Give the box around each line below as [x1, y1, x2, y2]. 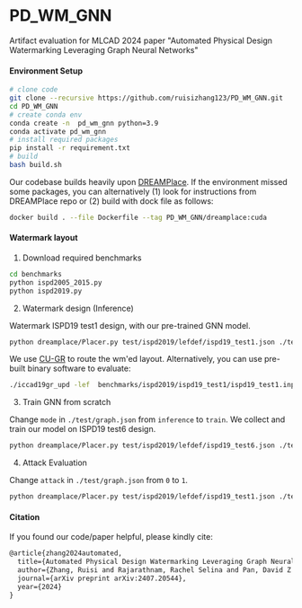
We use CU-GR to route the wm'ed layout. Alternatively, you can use [9, 354, 262, 365]
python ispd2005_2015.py [9, 278, 102, 287]
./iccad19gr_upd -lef [9, 381, 91, 390]
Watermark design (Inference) [22, 303, 135, 313]
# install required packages [9, 136, 119, 145]
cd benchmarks [9, 269, 63, 278]
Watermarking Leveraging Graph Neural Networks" [9, 44, 199, 55]
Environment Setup [9, 65, 84, 76]
